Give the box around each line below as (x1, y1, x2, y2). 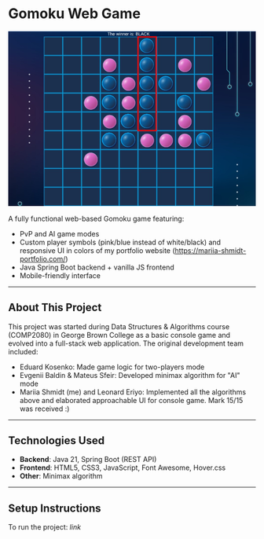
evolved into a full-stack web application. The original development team (8, 339, 244, 348)
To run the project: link (8, 522, 81, 532)
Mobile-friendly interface (19, 270, 101, 280)
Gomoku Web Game (8, 5, 141, 23)
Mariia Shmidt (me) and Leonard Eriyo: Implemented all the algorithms (19, 387, 246, 397)
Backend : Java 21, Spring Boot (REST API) (19, 455, 157, 464)
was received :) (19, 404, 70, 413)
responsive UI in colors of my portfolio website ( (19, 245, 175, 255)
